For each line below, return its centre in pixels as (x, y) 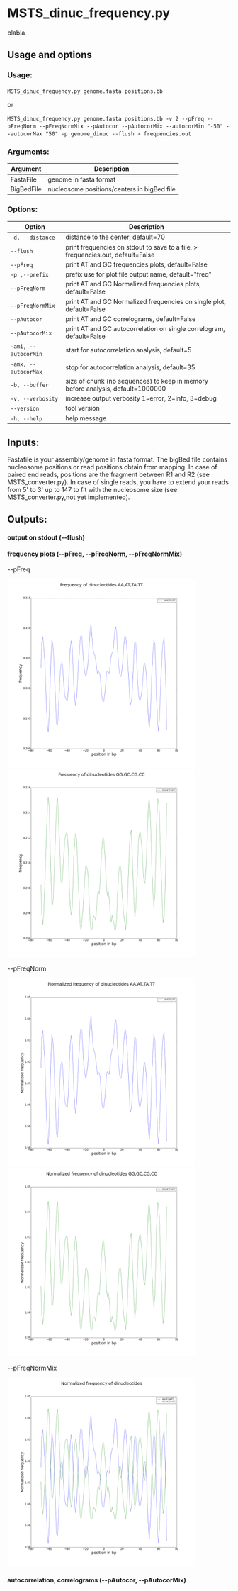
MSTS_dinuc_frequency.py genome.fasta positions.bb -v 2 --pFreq (106, 118)
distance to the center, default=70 (115, 237)
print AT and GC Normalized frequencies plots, (134, 284)
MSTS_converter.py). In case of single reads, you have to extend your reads (118, 482)
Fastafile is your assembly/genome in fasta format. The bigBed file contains (118, 459)
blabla (16, 33)
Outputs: (27, 519)
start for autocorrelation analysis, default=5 (129, 350)
